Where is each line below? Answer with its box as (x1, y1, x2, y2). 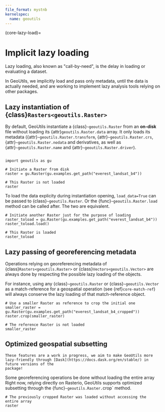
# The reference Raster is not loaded (5, 322, 85, 327)
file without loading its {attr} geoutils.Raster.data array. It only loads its (5, 129, 150, 135)
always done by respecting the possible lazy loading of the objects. (5, 271, 142, 277)
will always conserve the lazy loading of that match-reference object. (5, 291, 146, 297)
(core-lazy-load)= (5, 30, 41, 36)
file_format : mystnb (5, 7, 48, 12)
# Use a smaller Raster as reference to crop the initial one (5, 301, 135, 306)
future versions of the (5, 361, 54, 367)
